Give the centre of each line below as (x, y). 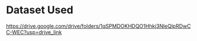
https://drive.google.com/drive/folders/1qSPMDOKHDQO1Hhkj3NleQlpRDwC (98, 26)
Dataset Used (40, 10)
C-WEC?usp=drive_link (34, 32)
